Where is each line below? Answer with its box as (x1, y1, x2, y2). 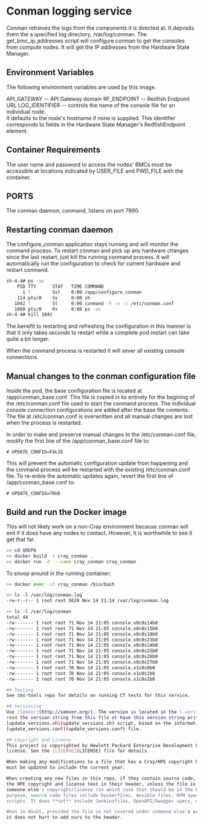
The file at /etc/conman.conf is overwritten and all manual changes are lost (6, 412, 193, 420)
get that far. (6, 536, 35, 543)
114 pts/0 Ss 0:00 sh (17, 295, 91, 301)
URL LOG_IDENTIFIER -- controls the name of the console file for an (6, 101, 175, 109)
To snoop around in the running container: (6, 570, 111, 577)
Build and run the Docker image (6, 507, 127, 517)
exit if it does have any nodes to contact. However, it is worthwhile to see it (6, 529, 193, 536)
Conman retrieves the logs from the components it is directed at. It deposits (6, 24, 195, 31)
